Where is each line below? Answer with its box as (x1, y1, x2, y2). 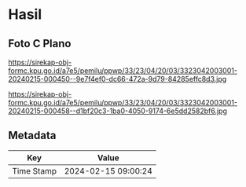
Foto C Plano (8, 37, 72, 50)
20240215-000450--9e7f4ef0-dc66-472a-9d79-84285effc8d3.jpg (8, 75, 227, 83)
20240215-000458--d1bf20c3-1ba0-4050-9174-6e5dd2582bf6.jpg (8, 106, 228, 115)
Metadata (8, 129, 57, 142)
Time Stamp (12, 165, 57, 176)
